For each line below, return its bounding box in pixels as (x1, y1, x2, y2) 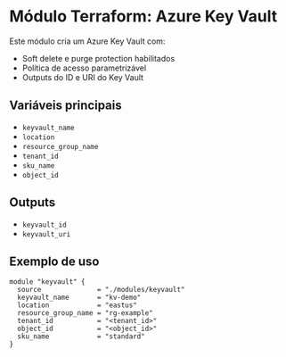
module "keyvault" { (9, 278, 86, 286)
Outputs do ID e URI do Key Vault (21, 71, 144, 82)
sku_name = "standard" (17, 332, 145, 341)
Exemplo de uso (9, 253, 100, 269)
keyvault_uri (21, 229, 71, 238)
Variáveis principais (9, 98, 122, 113)
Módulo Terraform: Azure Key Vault (9, 6, 278, 27)
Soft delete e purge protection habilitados (21, 53, 176, 63)
